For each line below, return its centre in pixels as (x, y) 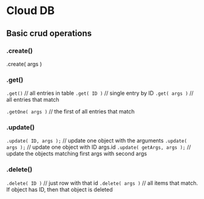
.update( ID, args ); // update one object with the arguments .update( (97, 141)
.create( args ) (24, 64)
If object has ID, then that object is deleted (60, 189)
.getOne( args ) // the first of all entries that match (71, 111)
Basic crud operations (49, 33)
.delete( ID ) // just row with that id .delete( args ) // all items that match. (102, 183)
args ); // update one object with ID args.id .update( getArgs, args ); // (99, 147)
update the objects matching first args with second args (77, 154)
